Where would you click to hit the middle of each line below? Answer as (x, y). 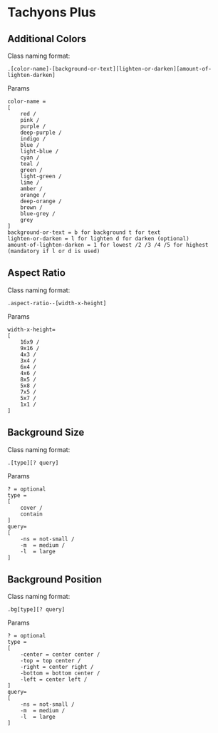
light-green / (41, 176)
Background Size (46, 432)
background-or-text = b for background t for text (84, 232)
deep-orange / (41, 201)
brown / (31, 207)
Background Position (54, 579)
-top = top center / (51, 661)
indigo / (33, 139)
